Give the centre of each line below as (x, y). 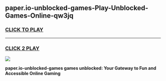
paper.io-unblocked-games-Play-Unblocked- (77, 8)
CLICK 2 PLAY (22, 48)
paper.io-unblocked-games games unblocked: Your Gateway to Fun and (81, 68)
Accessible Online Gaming (33, 73)
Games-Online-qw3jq (39, 16)
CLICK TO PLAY (24, 30)
